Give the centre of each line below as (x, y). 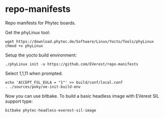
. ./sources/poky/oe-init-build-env (43, 87)
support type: (19, 101)
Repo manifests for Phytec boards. (40, 23)
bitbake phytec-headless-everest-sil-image (51, 110)
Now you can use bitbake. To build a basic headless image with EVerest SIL (82, 96)
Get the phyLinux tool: (28, 32)
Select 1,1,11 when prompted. (34, 73)
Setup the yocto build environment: (41, 55)
